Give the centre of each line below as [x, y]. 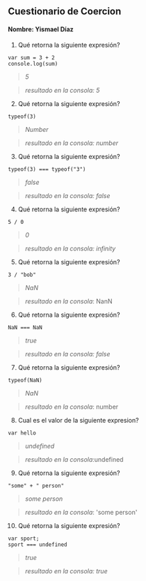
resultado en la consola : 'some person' [81, 512]
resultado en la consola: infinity [70, 248]
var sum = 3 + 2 [31, 58]
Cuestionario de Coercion [65, 12]
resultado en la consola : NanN [68, 301]
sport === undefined [38, 544]
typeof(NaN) [25, 380]
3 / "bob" [22, 275]
